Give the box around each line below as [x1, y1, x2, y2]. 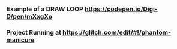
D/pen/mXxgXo [6, 12, 53, 20]
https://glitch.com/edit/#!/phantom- [62, 28, 171, 36]
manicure [6, 35, 35, 44]
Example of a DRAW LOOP [6, 5, 84, 13]
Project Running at [6, 28, 62, 36]
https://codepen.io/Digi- [84, 5, 158, 13]
